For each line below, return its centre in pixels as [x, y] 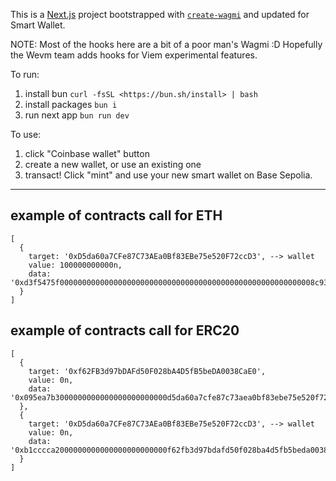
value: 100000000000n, [75, 265]
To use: [26, 134]
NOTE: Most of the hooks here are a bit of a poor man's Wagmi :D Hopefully [166, 44]
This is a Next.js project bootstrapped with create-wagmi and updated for [160, 14]
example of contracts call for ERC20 [125, 330]
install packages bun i [71, 104]
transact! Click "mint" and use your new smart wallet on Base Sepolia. [168, 175]
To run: [25, 74]
